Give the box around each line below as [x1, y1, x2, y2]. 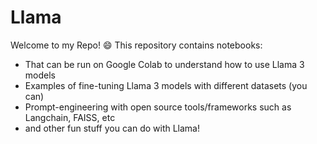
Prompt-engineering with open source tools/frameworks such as [24, 101, 292, 113]
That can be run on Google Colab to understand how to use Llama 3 [24, 58, 305, 70]
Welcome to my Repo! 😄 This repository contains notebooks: [10, 39, 263, 51]
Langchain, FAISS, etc [24, 111, 116, 123]
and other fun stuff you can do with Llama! [24, 122, 201, 134]
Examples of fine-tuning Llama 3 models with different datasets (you [24, 79, 308, 91]
